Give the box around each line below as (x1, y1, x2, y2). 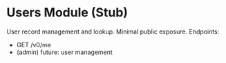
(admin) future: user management (16, 48, 113, 56)
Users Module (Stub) (6, 5, 129, 21)
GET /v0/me (16, 40, 51, 49)
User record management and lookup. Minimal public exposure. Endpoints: (6, 27, 220, 36)
